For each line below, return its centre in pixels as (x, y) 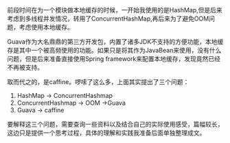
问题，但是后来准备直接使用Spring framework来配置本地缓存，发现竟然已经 (114, 59)
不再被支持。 (25, 67)
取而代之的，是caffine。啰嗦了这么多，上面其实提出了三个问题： (98, 82)
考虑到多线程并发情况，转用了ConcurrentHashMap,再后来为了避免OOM (108, 18)
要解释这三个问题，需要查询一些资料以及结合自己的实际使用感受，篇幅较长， (115, 124)
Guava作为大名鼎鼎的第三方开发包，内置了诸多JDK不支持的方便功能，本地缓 (115, 42)
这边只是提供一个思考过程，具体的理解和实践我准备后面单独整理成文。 (106, 133)
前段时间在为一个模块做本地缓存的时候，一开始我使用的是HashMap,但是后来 (115, 10)
